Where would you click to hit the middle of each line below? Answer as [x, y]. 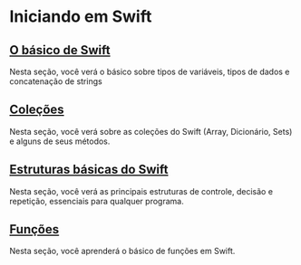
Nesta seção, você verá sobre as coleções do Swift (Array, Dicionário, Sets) [151, 131]
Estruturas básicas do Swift [89, 170]
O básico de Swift [60, 50]
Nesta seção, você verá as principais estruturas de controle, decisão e [141, 191]
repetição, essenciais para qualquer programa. [97, 201]
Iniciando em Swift [81, 17]
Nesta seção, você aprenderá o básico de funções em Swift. [122, 251]
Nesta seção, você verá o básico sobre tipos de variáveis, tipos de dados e [150, 71]
